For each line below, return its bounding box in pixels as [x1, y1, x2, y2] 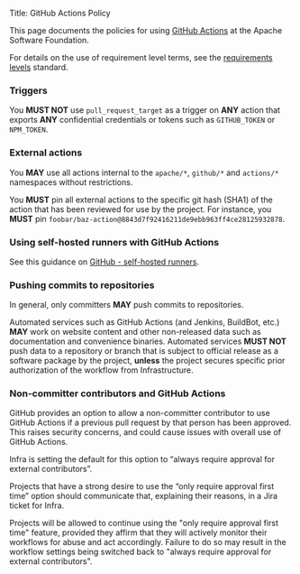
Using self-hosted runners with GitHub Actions [9, 236, 219, 248]
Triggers [9, 84, 48, 97]
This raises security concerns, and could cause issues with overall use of [9, 427, 282, 438]
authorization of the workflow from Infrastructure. [9, 365, 194, 375]
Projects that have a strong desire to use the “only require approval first [9, 481, 275, 492]
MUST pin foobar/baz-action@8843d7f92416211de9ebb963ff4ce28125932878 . [9, 213, 286, 224]
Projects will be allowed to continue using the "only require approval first [9, 518, 279, 529]
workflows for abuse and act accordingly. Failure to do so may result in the [9, 537, 286, 548]
